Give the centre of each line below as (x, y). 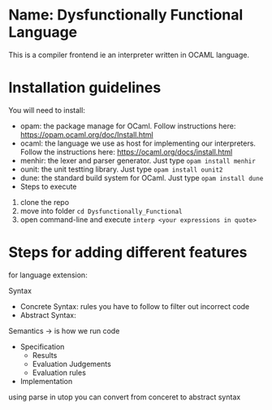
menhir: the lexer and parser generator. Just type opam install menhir (138, 160)
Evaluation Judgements (71, 364)
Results (45, 355)
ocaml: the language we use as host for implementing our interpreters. (138, 143)
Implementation (46, 381)
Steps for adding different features (128, 253)
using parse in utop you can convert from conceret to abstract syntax (125, 397)
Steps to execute (48, 186)
